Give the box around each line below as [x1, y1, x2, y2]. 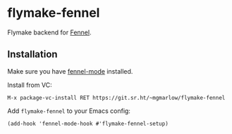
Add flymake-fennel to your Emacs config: [7, 107, 130, 115]
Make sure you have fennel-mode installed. [7, 67, 133, 75]
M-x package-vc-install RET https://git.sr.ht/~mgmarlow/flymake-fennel [7, 94, 226, 101]
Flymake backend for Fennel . [7, 28, 92, 36]
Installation [7, 48, 58, 60]
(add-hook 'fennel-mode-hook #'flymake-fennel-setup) [7, 120, 169, 127]
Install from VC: [7, 81, 52, 89]
